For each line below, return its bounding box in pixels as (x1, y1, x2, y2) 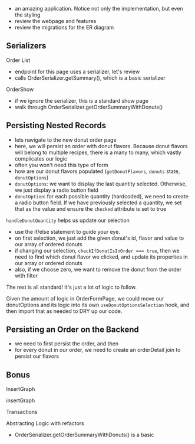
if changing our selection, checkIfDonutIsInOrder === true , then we (14, 247, 180, 254)
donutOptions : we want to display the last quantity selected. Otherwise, (14, 180, 187, 187)
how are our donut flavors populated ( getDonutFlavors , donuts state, (14, 168, 180, 175)
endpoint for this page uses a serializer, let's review (14, 68, 140, 75)
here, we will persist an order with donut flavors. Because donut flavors (14, 142, 188, 149)
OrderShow (6, 86, 34, 93)
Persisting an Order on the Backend (6, 325, 140, 335)
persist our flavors (14, 352, 60, 360)
